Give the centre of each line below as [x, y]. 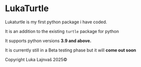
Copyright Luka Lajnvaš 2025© [36, 59]
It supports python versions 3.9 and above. [48, 41]
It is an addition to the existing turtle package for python [62, 31]
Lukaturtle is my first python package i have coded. [56, 22]
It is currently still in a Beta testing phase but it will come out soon [71, 50]
